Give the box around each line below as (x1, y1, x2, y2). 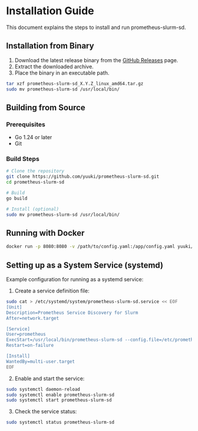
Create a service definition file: (14, 287, 90, 294)
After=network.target (6, 315, 60, 321)
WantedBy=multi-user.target (6, 358, 75, 365)
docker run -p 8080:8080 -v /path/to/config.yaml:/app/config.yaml (6, 244, 176, 250)
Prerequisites (6, 120, 45, 128)
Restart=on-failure (6, 342, 54, 349)
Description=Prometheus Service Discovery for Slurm (6, 310, 138, 316)
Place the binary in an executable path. (14, 69, 110, 76)
